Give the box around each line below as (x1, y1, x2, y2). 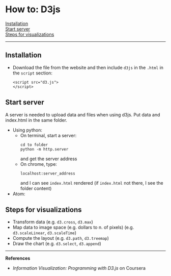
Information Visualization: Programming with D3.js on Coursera (12, 265, 146, 271)
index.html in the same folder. (5, 117, 68, 123)
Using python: (12, 127, 42, 133)
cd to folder (20, 142, 48, 147)
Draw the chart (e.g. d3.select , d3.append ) (12, 241, 102, 247)
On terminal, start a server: (20, 132, 77, 138)
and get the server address (20, 156, 77, 162)
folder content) (20, 185, 52, 191)
